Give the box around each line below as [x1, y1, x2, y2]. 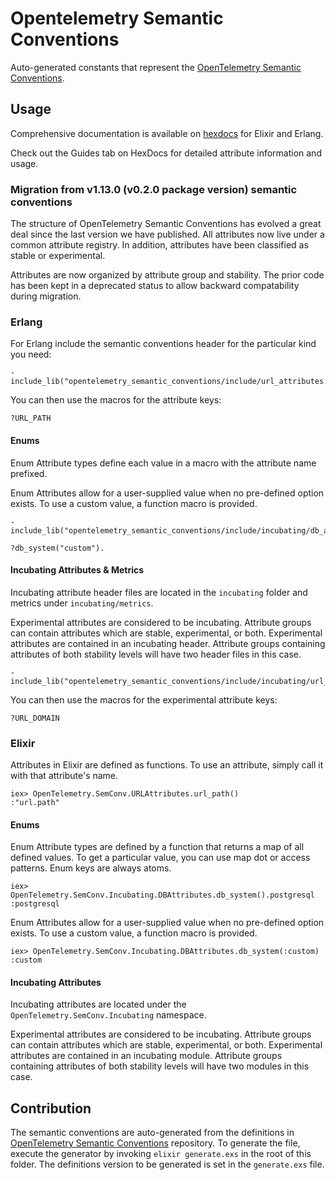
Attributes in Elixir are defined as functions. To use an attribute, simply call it [10, 759, 324, 771]
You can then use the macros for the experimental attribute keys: [10, 693, 278, 706]
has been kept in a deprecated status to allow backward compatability [10, 280, 300, 292]
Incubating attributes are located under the [10, 998, 187, 1011]
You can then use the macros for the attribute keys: [10, 394, 222, 406]
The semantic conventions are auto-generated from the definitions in [10, 1127, 295, 1139]
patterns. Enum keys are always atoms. [10, 862, 172, 874]
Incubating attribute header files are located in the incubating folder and [10, 586, 308, 598]
